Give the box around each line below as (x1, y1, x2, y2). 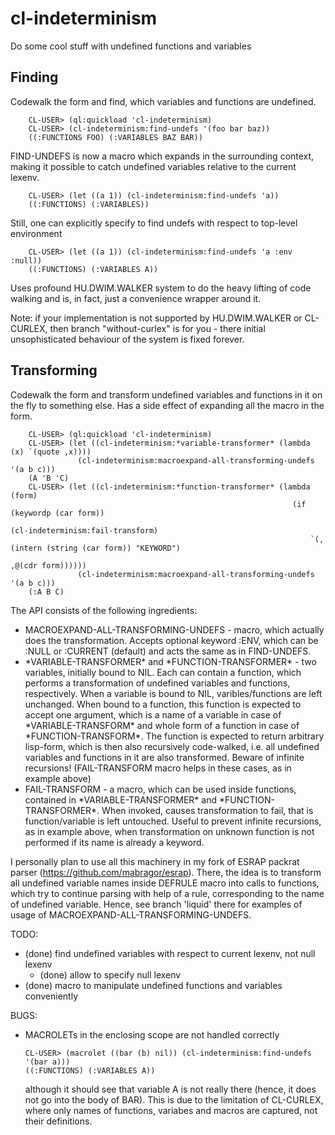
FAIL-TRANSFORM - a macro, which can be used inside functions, (24, 783, 297, 795)
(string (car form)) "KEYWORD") (46, 543, 182, 553)
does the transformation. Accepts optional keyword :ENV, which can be (24, 634, 319, 646)
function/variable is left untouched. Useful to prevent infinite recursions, (24, 815, 322, 827)
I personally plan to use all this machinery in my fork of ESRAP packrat (10, 855, 300, 867)
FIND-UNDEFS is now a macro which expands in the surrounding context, (10, 150, 315, 162)
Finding (10, 69, 59, 86)
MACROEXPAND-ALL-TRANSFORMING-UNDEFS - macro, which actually (24, 623, 325, 636)
